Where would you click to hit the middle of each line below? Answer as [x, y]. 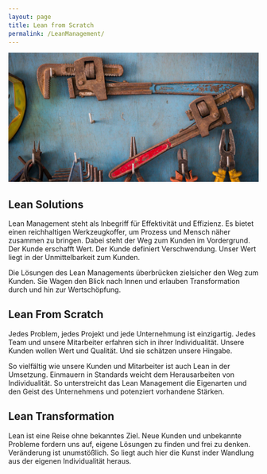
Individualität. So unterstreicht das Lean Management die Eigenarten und [128, 383]
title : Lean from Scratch [51, 25]
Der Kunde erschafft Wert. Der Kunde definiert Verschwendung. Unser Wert [132, 249]
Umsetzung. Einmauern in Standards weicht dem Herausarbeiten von [122, 375]
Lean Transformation [62, 416]
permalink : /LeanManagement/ [56, 33]
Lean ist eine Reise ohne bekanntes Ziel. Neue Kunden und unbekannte [125, 435]
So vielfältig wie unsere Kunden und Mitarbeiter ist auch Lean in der [119, 366]
